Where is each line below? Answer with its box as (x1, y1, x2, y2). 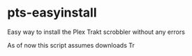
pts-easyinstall (7, 5, 97, 21)
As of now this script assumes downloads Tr (7, 41, 135, 49)
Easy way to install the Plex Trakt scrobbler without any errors (7, 28, 185, 36)
